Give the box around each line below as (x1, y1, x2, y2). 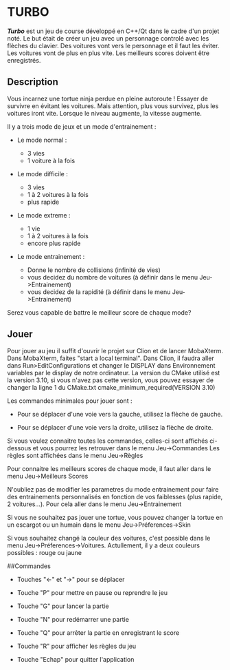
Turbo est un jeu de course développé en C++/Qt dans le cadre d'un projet (7, 27, 220, 35)
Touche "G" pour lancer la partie (16, 602, 109, 610)
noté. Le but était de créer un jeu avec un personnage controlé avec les (7, 34, 209, 42)
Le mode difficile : (16, 169, 69, 178)
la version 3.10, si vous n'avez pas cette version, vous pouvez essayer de (7, 376, 214, 384)
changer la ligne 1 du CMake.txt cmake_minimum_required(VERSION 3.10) (7, 383, 216, 391)
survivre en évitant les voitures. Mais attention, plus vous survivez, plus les (7, 101, 219, 110)
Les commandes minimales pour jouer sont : (7, 397, 133, 405)
